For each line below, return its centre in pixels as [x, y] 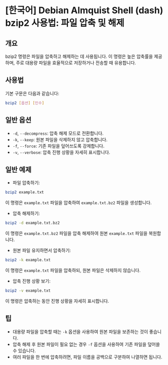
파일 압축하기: [26, 183]
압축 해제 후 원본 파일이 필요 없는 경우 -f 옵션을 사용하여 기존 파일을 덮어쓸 [86, 344]
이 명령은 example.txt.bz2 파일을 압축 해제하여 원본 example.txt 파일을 [76, 233]
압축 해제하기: [26, 214]
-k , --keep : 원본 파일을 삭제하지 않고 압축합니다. [60, 139]
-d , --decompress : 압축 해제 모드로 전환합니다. [58, 133]
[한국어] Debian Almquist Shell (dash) [84, 10]
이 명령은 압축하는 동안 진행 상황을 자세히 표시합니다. [57, 301]
